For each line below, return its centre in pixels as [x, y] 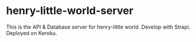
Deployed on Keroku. [32, 33]
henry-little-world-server [70, 11]
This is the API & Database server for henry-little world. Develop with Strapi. [98, 27]
